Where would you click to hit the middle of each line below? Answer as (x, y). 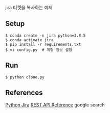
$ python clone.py (25, 77)
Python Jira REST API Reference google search (55, 105)
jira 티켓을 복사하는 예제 (29, 7)
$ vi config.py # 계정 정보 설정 (39, 50)
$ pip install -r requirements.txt (43, 44)
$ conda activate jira (29, 40)
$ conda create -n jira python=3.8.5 (46, 35)
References (24, 93)
